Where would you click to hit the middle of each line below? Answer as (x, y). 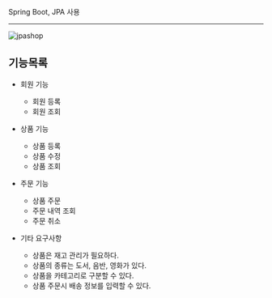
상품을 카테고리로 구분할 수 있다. (83, 275)
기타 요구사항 (41, 238)
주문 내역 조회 (54, 211)
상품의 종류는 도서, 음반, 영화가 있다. (89, 265)
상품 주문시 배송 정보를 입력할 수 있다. (91, 285)
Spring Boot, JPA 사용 (44, 12)
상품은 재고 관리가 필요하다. (75, 255)
